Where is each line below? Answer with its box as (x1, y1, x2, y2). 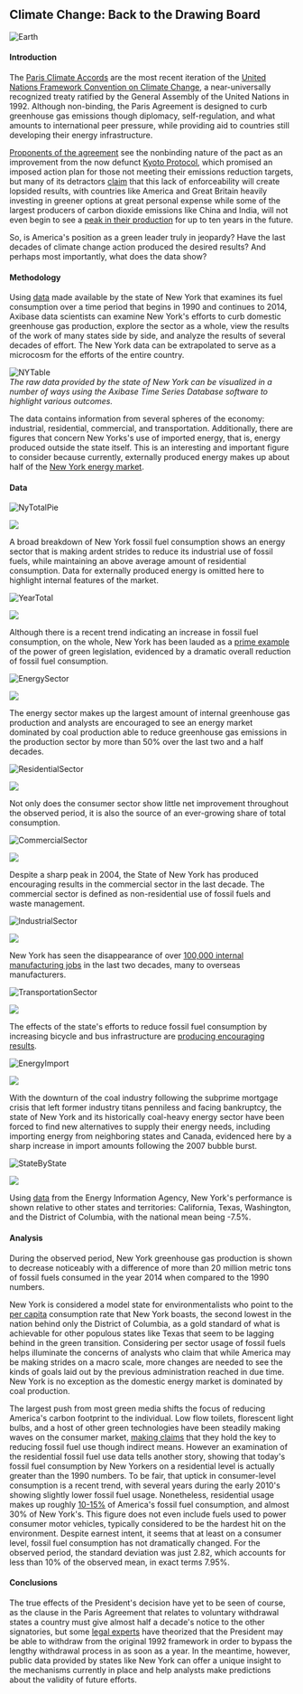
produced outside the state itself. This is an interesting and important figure (9, 442, 289, 453)
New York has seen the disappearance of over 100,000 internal (9, 950, 244, 961)
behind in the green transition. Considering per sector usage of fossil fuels (9, 1337, 286, 1348)
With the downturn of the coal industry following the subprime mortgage (9, 1093, 279, 1104)
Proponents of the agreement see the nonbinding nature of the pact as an (9, 147, 283, 158)
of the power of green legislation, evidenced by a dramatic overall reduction (9, 646, 291, 657)
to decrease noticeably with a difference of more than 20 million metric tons (9, 1262, 291, 1273)
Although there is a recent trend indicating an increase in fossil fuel (9, 627, 259, 638)
